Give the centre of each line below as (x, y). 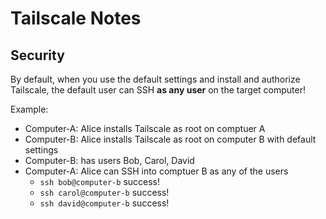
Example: (29, 109)
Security (37, 55)
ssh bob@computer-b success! (100, 181)
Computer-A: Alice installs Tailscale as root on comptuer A (145, 128)
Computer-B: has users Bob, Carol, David (109, 160)
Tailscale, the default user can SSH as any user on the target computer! (158, 90)
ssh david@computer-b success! (104, 203)
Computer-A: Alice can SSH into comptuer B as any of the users (156, 171)
